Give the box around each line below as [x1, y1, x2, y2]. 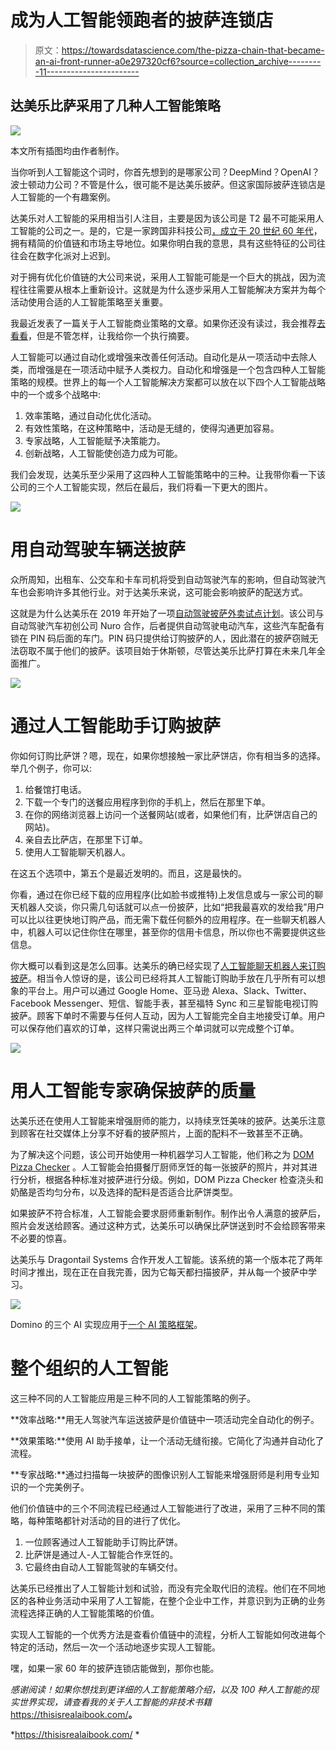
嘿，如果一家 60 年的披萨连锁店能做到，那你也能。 [10, 1662, 220, 1674]
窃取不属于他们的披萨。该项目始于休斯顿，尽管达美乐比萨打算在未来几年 [18, 644, 317, 656]
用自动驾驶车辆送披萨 [10, 538, 187, 561]
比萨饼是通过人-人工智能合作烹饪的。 [24, 1548, 179, 1560]
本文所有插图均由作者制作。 [10, 144, 125, 156]
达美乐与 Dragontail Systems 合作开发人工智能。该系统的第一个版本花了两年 [10, 1253, 324, 1265]
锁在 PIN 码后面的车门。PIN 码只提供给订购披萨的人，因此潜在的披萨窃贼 [10, 632, 310, 644]
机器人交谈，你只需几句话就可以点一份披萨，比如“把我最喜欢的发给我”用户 [18, 901, 325, 913]
